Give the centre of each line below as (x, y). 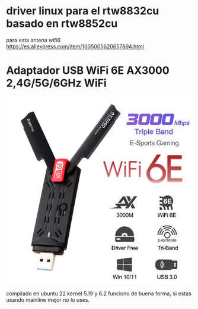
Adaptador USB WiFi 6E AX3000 (88, 71)
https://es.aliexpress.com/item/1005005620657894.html (75, 46)
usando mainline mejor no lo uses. (48, 299)
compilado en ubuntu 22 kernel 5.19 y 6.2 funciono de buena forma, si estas (99, 294)
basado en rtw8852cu (62, 24)
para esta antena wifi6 (33, 40)
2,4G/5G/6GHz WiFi (56, 83)
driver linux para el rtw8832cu (83, 11)
